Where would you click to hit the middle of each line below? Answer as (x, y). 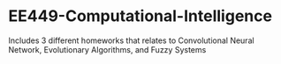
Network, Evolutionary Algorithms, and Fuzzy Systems (107, 49)
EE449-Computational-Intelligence (140, 16)
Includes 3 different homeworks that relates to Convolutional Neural (131, 40)
